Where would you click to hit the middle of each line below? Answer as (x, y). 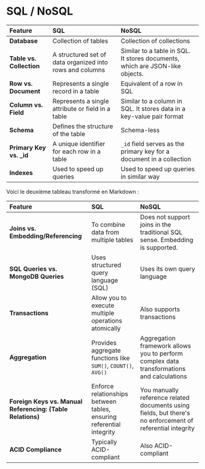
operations (107, 320)
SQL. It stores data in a (153, 109)
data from (105, 232)
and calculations (164, 376)
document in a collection (156, 159)
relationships (110, 393)
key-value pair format (152, 116)
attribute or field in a (82, 109)
